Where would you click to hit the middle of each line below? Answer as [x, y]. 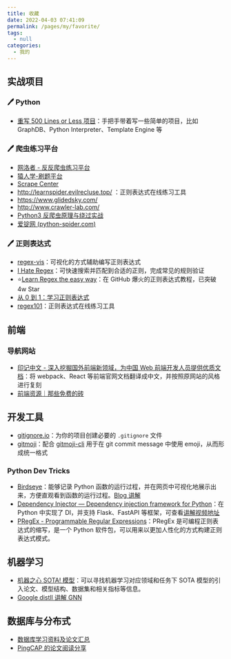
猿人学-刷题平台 [40, 176]
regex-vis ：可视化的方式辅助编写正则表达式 [79, 262]
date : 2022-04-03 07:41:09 [46, 20]
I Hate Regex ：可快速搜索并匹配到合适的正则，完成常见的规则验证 [111, 271]
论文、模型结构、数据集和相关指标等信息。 [84, 589]
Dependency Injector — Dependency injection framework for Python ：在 [120, 504]
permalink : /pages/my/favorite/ [53, 26]
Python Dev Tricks [39, 471]
